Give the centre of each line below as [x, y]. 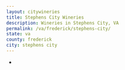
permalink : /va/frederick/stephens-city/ [59, 28]
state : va [19, 34]
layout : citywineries [33, 12]
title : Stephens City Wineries [45, 17]
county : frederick [29, 39]
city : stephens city [32, 45]
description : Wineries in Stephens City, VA [62, 23]
